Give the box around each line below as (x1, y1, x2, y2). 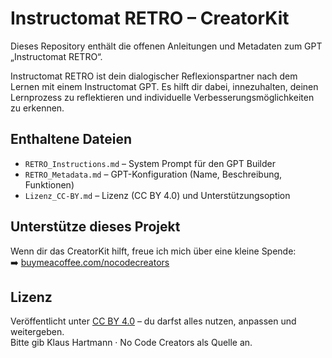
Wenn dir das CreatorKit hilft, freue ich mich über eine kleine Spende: (10, 245, 297, 257)
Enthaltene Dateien (10, 131, 133, 148)
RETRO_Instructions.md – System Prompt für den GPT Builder (24, 157, 276, 169)
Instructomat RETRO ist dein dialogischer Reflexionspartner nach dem (10, 70, 298, 82)
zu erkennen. (10, 102, 65, 114)
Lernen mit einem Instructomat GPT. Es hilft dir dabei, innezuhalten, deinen (10, 80, 319, 92)
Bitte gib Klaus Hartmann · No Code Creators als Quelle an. (10, 337, 253, 349)
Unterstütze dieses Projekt (10, 218, 181, 236)
